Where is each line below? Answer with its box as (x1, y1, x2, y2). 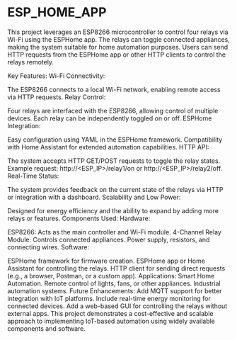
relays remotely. (7, 57, 54, 66)
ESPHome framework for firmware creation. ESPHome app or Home (7, 256, 205, 265)
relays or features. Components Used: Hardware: (7, 214, 151, 222)
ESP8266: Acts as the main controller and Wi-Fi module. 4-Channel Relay (7, 227, 221, 236)
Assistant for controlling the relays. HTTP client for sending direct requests (7, 263, 226, 273)
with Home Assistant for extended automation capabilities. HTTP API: (7, 142, 209, 151)
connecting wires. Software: (7, 242, 90, 251)
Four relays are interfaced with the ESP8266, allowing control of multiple (7, 106, 219, 115)
